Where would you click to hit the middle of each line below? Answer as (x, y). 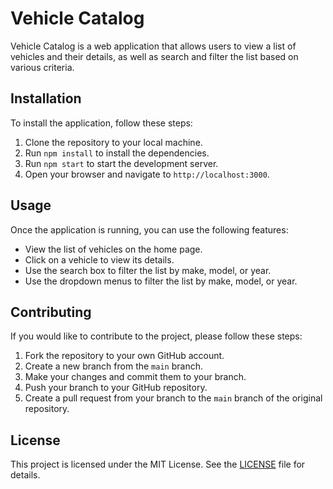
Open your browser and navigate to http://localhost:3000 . (147, 174)
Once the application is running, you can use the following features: (149, 229)
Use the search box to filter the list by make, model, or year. (148, 270)
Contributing (51, 312)
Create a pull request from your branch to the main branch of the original (173, 398)
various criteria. (42, 67)
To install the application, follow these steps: (101, 123)
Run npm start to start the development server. (121, 163)
